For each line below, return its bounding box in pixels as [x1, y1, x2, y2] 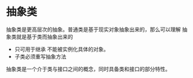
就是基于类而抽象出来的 [16, 33, 73, 40]
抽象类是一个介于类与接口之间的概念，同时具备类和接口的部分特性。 [6, 65, 171, 72]
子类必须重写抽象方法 [14, 53, 66, 60]
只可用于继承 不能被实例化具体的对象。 [14, 45, 109, 53]
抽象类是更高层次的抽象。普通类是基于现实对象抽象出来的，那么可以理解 [6, 26, 181, 33]
